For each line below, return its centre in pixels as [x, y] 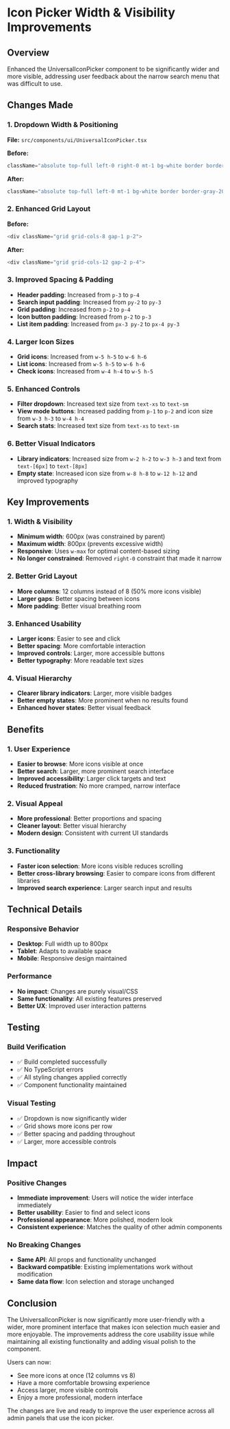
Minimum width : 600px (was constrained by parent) [91, 536]
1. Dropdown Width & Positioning [63, 125]
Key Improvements [48, 502]
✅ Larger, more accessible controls [67, 1141]
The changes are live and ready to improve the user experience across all [111, 1411]
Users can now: [29, 1362]
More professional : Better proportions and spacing [89, 819]
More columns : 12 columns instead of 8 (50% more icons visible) [109, 591]
